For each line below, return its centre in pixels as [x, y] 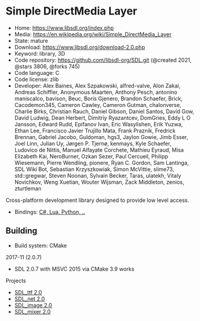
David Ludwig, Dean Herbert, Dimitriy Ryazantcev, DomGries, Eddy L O [102, 118]
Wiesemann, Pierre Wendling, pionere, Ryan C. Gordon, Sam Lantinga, [102, 163]
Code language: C [37, 73]
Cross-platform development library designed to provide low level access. [97, 200]
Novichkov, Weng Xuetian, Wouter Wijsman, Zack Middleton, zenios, [99, 182]
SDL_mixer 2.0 [33, 311]
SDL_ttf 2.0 [28, 292]
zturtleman [28, 188]
